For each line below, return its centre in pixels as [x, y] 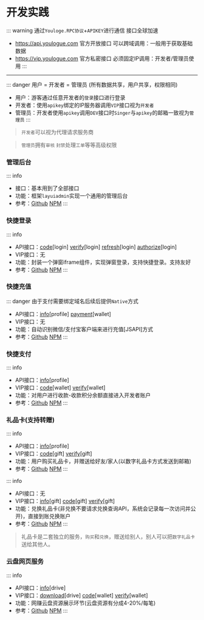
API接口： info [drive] [40, 588]
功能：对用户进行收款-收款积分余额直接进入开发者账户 [83, 396]
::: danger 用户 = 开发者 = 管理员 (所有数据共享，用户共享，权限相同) [92, 84]
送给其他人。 [37, 544]
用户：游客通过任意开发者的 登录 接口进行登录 [70, 97]
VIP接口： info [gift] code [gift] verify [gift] [65, 501]
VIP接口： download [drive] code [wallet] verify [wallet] [81, 595]
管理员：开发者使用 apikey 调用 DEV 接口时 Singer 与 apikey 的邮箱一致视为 [102, 112]
